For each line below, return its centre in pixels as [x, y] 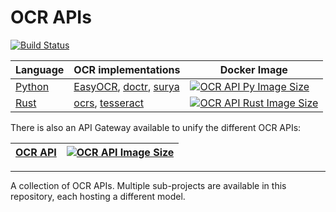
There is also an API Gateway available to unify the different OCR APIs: [156, 127]
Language [40, 69]
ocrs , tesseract [109, 103]
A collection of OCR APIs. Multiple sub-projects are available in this [148, 185]
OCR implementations [127, 69]
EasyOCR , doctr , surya [126, 86]
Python [32, 86]
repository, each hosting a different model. [98, 196]
